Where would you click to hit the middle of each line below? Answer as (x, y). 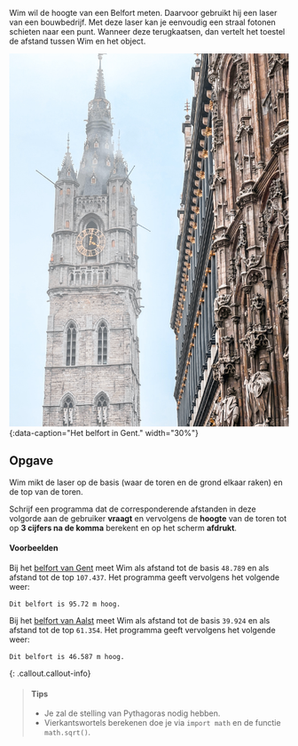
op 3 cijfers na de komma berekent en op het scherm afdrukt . (123, 528)
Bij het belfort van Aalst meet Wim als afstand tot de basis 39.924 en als (140, 621)
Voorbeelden (34, 548)
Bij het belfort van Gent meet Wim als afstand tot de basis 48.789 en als (139, 568)
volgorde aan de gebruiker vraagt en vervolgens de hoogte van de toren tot (148, 518)
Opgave (31, 461)
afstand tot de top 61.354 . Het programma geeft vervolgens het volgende (143, 631)
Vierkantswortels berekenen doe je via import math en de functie (162, 723)
